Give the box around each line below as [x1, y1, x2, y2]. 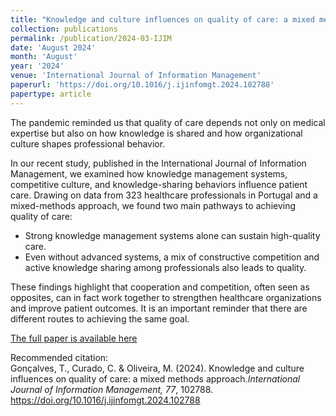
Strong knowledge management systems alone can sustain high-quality [24, 229, 321, 241]
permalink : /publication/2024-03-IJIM [10, 33, 172, 43]
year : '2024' [10, 61, 65, 71]
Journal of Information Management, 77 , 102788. [10, 383, 214, 395]
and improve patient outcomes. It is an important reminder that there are [10, 302, 308, 314]
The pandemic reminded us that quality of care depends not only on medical [10, 116, 326, 128]
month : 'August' [10, 52, 78, 62]
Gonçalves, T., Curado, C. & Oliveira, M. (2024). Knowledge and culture [10, 362, 305, 374]
